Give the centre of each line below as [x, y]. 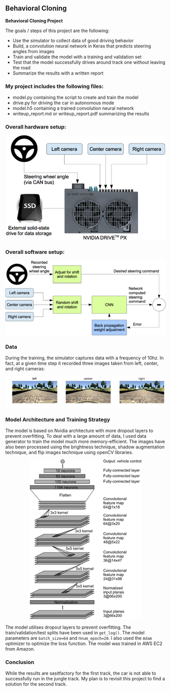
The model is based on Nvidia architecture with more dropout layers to [79, 431]
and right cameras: [25, 369]
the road [21, 67]
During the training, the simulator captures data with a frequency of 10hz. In [84, 358]
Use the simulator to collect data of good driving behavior [73, 40]
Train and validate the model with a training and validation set [77, 57]
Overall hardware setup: [36, 127]
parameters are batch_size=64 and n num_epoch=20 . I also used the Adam [79, 638]
